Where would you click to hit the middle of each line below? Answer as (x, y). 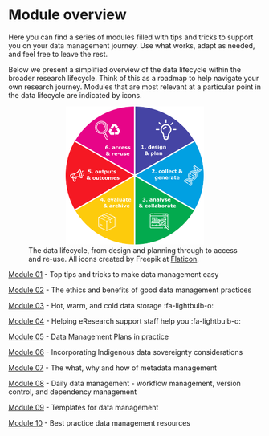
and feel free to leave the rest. (58, 54)
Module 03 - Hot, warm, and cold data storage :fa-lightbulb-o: (111, 305)
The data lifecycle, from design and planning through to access (133, 250)
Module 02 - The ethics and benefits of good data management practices (130, 290)
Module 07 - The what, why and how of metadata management (113, 368)
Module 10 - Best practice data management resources (100, 422)
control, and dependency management (73, 392)
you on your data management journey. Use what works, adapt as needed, (132, 45)
